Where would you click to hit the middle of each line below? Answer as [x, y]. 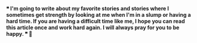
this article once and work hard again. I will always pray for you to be [93, 27]
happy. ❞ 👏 [19, 33]
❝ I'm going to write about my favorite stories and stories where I [87, 8]
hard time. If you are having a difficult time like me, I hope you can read [96, 21]
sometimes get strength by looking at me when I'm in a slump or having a [98, 14]
